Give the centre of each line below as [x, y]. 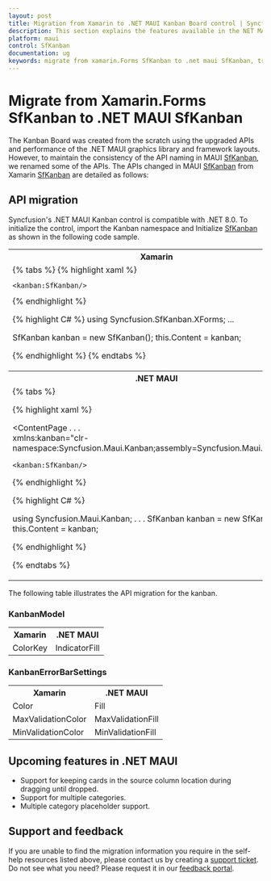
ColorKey [30, 648]
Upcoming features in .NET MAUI [93, 761]
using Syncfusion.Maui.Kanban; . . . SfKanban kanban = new [126, 518]
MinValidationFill [125, 732]
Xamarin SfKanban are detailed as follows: [79, 174]
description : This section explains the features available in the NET [131, 31]
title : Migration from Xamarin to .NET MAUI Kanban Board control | [126, 23]
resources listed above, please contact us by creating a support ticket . [142, 859]
